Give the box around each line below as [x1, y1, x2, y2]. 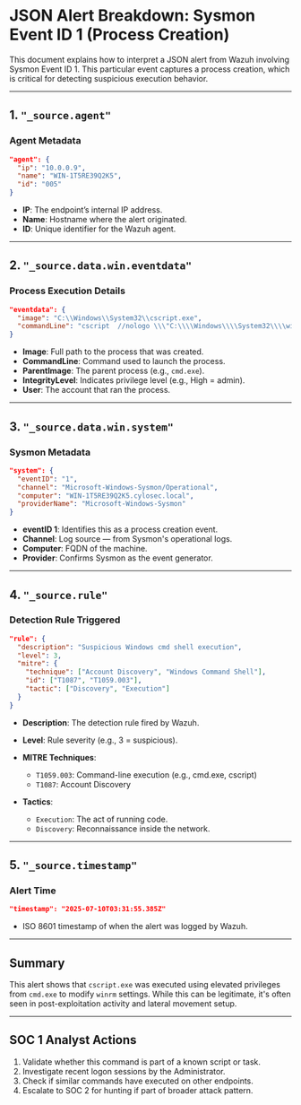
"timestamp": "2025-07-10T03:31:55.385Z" [9, 905, 167, 914]
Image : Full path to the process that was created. [21, 346, 204, 357]
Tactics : [21, 796, 54, 807]
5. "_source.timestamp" [9, 857, 138, 873]
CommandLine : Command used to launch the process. [21, 356, 226, 367]
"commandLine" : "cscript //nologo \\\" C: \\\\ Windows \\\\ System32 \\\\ [17, 322, 287, 331]
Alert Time [9, 884, 56, 897]
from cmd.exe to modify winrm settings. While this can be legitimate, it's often [9, 988, 291, 1000]
